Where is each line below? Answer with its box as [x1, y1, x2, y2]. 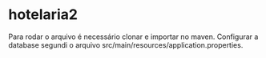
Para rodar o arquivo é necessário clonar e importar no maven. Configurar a [8, 32, 259, 41]
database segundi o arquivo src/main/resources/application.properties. [8, 40, 244, 49]
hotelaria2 [8, 6, 79, 24]
